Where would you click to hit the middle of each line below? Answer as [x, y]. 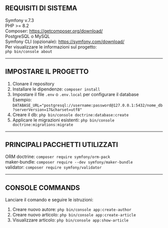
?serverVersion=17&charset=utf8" [47, 109]
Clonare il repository [33, 83]
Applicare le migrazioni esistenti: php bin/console [63, 120]
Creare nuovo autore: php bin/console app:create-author [72, 209]
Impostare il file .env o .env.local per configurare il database [75, 94]
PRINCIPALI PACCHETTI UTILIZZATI [62, 145]
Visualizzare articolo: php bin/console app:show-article [70, 220]
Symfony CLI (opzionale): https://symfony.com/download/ [65, 41]
